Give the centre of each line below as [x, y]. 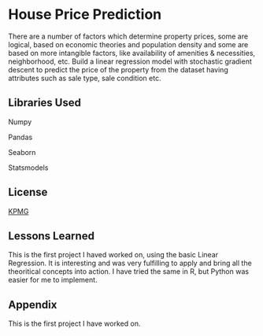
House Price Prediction [85, 15]
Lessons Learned [51, 236]
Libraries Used [44, 103]
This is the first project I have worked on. [74, 323]
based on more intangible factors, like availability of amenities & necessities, [132, 53]
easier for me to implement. [53, 280]
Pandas [20, 137]
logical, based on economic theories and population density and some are [128, 44]
